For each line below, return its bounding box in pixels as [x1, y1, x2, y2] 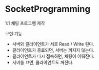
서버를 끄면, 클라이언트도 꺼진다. [12, 59, 74, 65]
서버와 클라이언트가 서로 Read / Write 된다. [12, 41, 95, 47]
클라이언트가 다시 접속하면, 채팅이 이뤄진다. [12, 53, 95, 59]
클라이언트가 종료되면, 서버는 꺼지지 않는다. [12, 47, 95, 53]
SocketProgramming [5, 3, 91, 15]
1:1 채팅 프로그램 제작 [5, 20, 45, 26]
